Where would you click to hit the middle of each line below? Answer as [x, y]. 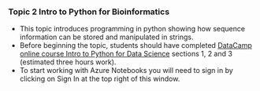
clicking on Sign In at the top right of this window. [100, 79]
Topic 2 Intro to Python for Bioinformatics [89, 12]
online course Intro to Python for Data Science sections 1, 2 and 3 [126, 54]
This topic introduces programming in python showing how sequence [132, 29]
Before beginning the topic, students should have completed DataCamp [136, 45]
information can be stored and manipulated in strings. [106, 37]
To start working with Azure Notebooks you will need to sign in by [126, 71]
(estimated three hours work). [68, 62]
